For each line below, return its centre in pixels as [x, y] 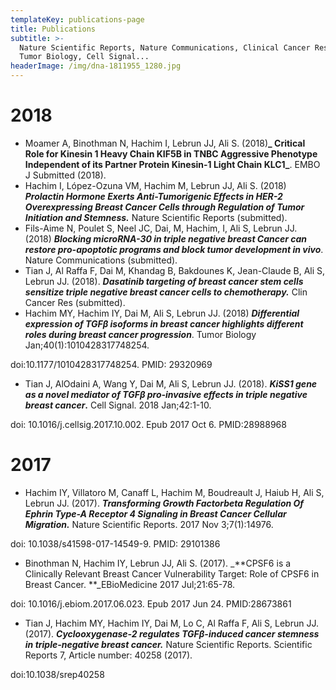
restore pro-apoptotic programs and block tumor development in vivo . [174, 249]
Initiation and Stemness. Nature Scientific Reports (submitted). [156, 217]
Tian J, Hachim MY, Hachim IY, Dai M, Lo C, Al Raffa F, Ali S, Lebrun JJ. [171, 623]
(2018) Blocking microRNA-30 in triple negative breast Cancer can [166, 238]
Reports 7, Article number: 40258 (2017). [108, 655]
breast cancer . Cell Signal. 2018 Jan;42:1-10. [118, 405]
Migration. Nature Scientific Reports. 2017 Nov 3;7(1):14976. [149, 524]
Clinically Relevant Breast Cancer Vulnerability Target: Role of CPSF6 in [172, 573]
